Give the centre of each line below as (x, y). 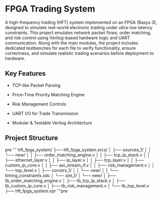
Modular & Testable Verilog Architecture (52, 122)
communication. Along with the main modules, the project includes (72, 43)
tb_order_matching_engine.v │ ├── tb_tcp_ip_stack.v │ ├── (65, 181)
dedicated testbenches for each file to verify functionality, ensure (70, 48)
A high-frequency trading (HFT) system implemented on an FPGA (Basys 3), (81, 22)
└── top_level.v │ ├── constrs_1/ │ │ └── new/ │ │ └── (62, 170)
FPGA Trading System (50, 9)
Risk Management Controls (39, 104)
